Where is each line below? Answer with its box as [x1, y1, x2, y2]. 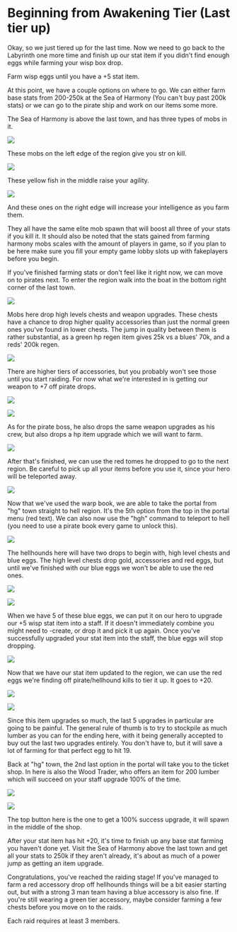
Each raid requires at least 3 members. [7, 916, 120, 925]
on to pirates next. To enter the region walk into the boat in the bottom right [7, 275, 226, 284]
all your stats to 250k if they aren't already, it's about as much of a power [7, 851, 221, 860]
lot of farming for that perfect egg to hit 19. [7, 746, 132, 754]
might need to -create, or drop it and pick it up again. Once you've [7, 626, 200, 635]
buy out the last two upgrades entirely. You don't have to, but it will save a [7, 738, 223, 747]
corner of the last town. [7, 283, 76, 292]
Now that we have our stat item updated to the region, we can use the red [7, 668, 222, 677]
